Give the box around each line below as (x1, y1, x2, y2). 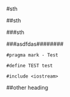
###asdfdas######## (6, 41, 64, 47)
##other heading (6, 84, 49, 91)
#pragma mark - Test (6, 52, 59, 58)
